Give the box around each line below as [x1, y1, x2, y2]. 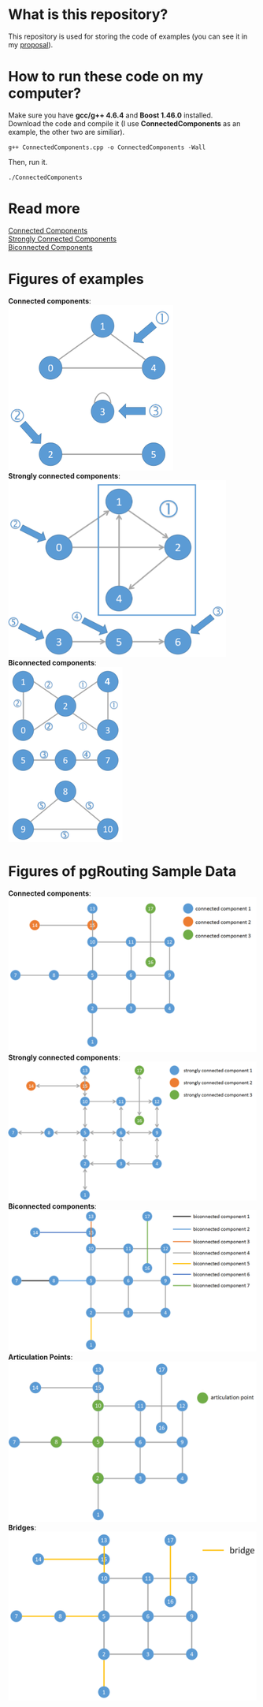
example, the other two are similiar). [8, 127, 125, 136]
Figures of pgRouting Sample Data [8, 862, 237, 880]
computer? [8, 84, 82, 102]
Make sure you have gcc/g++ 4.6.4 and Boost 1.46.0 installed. [8, 110, 213, 120]
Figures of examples [8, 270, 144, 288]
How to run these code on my [8, 68, 204, 86]
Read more [8, 199, 80, 218]
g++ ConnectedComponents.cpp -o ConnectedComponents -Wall [8, 143, 206, 151]
